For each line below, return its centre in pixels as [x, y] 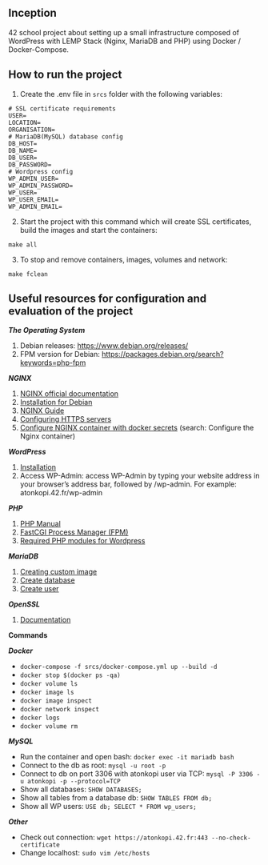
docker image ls [47, 693]
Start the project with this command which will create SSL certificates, [136, 221]
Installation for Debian [56, 402]
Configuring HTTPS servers [66, 419]
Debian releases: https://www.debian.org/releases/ [104, 346]
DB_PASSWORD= [30, 164]
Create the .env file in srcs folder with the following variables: [121, 94]
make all [23, 244]
